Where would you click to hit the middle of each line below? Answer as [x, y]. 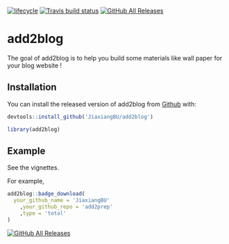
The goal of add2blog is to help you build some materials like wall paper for [115, 58]
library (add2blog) [34, 129]
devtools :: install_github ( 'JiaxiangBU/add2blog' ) [80, 117]
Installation [32, 87]
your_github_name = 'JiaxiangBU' [62, 201]
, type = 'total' [43, 213]
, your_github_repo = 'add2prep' [66, 207]
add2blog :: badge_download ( [46, 194]
